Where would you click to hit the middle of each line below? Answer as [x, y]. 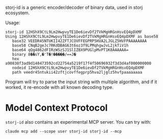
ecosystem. [18, 13]
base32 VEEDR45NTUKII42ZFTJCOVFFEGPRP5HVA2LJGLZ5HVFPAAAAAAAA [79, 41]
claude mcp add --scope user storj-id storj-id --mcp [64, 131]
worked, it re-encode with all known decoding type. [59, 87]
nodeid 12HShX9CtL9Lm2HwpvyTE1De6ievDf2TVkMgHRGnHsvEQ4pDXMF [78, 68]
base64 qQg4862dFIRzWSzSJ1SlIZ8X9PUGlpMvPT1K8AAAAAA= [70, 50]
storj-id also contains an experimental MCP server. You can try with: [78, 122]
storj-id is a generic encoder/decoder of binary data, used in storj [74, 7]
